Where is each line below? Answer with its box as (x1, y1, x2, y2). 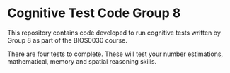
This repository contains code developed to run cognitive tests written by (7, 28, 222, 37)
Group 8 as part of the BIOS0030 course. (7, 35, 127, 44)
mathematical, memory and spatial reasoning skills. (7, 57, 157, 65)
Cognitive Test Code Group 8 (7, 5, 181, 21)
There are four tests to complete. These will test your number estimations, (7, 50, 224, 58)
